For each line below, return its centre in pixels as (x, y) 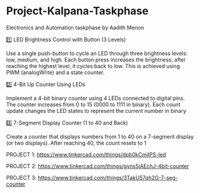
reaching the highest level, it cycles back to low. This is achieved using (93, 66)
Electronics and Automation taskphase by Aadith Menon (75, 27)
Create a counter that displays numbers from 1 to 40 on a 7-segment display (100, 136)
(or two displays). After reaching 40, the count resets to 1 (76, 143)
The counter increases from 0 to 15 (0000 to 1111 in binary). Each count (93, 104)
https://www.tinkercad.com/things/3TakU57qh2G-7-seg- (108, 177)
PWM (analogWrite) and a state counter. (56, 72)
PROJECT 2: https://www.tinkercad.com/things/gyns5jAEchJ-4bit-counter (98, 166)
